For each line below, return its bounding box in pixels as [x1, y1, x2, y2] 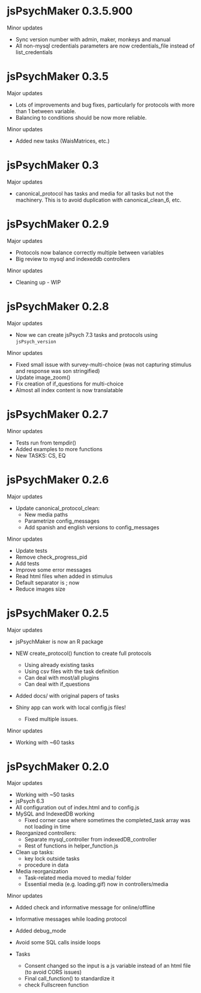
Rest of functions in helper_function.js [24, 842, 119, 849]
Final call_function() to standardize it [24, 975, 115, 982]
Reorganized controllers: [15, 829, 77, 837]
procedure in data [24, 861, 69, 868]
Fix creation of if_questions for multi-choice [15, 380, 124, 387]
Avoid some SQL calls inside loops [15, 939, 101, 946]
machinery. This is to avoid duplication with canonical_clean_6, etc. [15, 196, 182, 203]
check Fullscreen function [24, 982, 89, 989]
